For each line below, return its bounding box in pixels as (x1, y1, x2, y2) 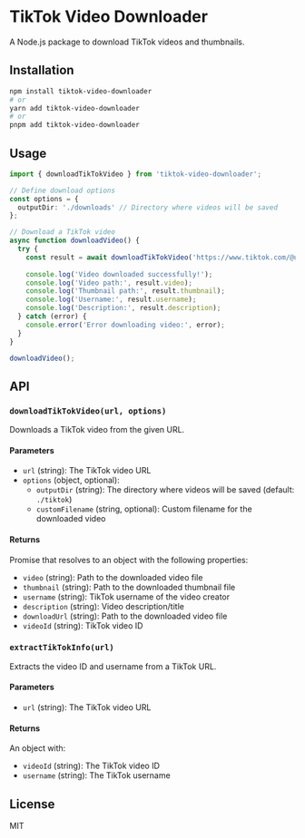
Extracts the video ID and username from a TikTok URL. (9, 660, 217, 672)
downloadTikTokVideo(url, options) (9, 405, 167, 416)
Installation (9, 63, 74, 78)
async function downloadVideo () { (9, 236, 141, 246)
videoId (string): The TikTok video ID (22, 760, 161, 772)
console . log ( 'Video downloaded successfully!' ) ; (25, 269, 213, 278)
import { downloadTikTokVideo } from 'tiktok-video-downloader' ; (9, 170, 261, 179)
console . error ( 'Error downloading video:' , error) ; (25, 320, 225, 329)
